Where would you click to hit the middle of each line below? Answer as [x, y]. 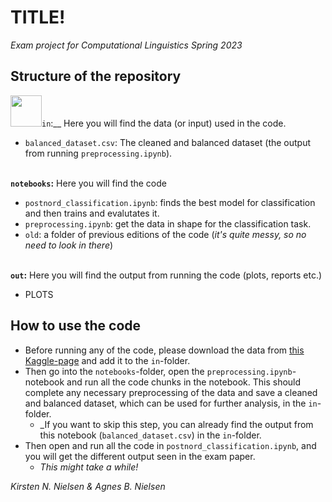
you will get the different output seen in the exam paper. [140, 456]
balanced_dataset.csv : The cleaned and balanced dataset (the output [168, 142]
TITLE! [38, 17]
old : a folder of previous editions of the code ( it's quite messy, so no [165, 234]
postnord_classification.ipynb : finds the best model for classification [170, 202]
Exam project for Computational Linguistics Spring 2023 [126, 45]
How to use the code [76, 326]
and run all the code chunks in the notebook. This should [184, 382]
